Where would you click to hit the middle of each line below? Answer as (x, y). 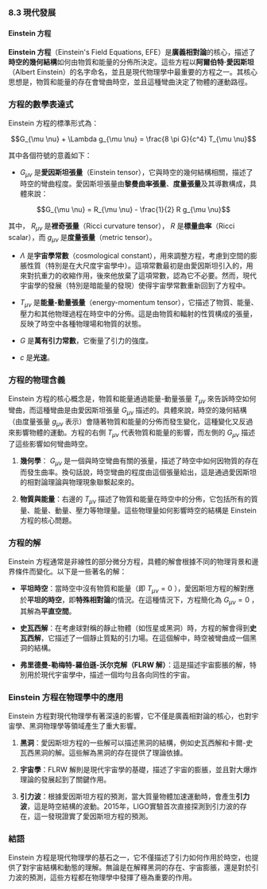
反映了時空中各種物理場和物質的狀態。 (82, 323)
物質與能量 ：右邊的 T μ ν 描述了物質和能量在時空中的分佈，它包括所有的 (135, 500)
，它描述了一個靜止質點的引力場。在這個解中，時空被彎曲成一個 (145, 638)
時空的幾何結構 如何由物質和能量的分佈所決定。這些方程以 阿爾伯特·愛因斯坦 (131, 62)
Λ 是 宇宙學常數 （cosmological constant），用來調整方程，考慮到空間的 (135, 255)
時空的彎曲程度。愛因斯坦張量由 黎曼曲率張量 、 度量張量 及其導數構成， (135, 184)
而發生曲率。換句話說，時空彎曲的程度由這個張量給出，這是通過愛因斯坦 (138, 472)
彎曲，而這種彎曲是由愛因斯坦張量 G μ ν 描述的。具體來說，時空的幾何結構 (128, 411)
